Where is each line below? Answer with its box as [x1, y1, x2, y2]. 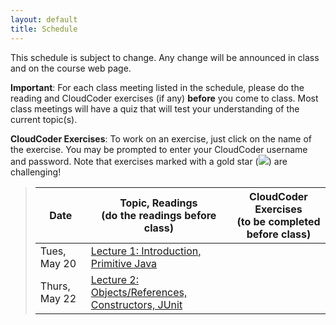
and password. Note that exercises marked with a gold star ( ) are [10, 155, 288, 167]
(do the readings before [101, 208, 217, 222]
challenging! [10, 166, 62, 178]
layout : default [10, 14, 78, 25]
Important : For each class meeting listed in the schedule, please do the [10, 81, 305, 93]
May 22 [39, 291, 77, 305]
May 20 [39, 256, 77, 270]
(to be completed [236, 214, 321, 228]
